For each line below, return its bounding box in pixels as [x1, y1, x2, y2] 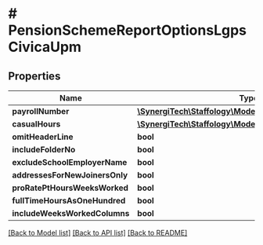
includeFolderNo [12, 144, 76, 155]
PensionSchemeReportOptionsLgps [8, 21, 247, 39]
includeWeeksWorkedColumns [12, 208, 130, 218]
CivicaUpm [8, 38, 82, 56]
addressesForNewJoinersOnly [12, 170, 128, 181]
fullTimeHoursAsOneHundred [12, 196, 126, 206]
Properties [8, 69, 61, 82]
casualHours [12, 119, 61, 130]
